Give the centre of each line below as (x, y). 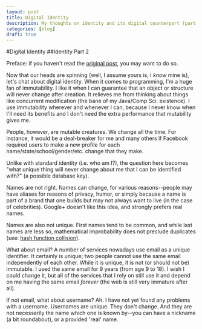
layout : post (23, 12)
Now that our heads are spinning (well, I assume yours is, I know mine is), (98, 75)
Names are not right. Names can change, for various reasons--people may (99, 188)
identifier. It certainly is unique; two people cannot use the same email (94, 256)
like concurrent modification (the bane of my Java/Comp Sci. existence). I (98, 101)
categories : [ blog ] (31, 29)
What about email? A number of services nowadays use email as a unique (98, 250)
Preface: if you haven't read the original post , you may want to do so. (92, 64)
